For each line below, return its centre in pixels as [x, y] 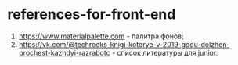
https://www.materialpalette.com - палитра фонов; [101, 36]
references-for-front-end [92, 14]
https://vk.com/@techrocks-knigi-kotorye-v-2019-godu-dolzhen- [124, 44]
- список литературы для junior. [165, 52]
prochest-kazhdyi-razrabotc [64, 52]
